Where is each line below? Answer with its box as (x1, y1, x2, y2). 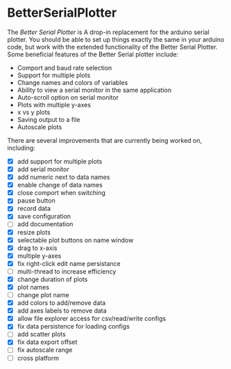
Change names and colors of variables (17, 78, 128, 86)
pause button (17, 196, 55, 205)
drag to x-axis (17, 244, 58, 252)
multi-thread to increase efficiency (17, 267, 117, 276)
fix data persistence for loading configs (17, 322, 130, 331)
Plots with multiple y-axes (17, 100, 92, 109)
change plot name (17, 291, 69, 299)
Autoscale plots (17, 123, 62, 131)
